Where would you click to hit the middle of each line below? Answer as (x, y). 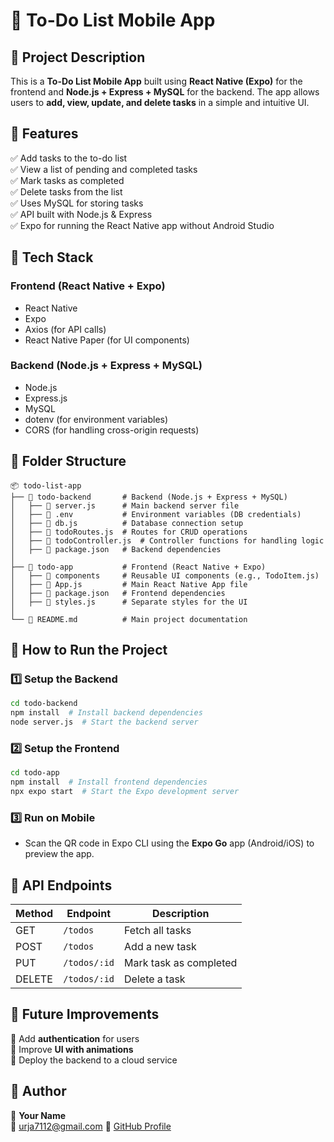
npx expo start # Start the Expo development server (125, 791)
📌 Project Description (78, 57)
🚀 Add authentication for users (75, 1038)
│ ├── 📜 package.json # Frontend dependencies (118, 593)
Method (34, 913)
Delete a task (155, 979)
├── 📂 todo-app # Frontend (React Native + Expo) (138, 567)
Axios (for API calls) (65, 329)
